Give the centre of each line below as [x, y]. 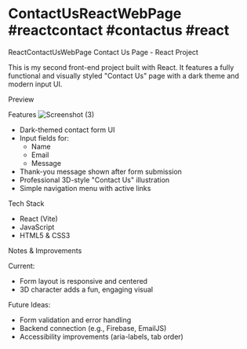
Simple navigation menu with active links [85, 188]
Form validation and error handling [75, 320]
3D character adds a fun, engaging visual [86, 289]
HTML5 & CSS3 [45, 235]
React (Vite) [39, 219]
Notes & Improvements [45, 250]
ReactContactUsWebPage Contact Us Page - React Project [103, 52]
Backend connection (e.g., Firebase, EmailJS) [93, 328]
